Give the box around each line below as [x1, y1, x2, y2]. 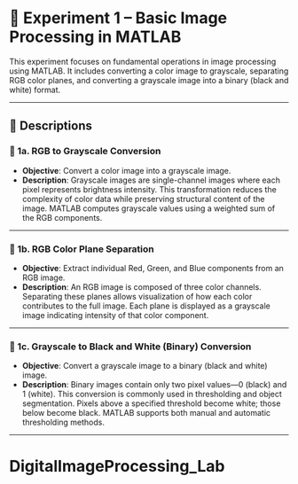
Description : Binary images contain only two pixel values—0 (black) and [21, 379, 287, 390]
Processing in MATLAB [9, 27, 182, 47]
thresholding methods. [21, 417, 105, 428]
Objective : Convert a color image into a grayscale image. [21, 165, 231, 176]
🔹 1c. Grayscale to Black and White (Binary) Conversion [9, 340, 252, 353]
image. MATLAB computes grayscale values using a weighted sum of [21, 203, 276, 214]
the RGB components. [21, 212, 103, 222]
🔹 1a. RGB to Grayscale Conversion [9, 145, 161, 158]
